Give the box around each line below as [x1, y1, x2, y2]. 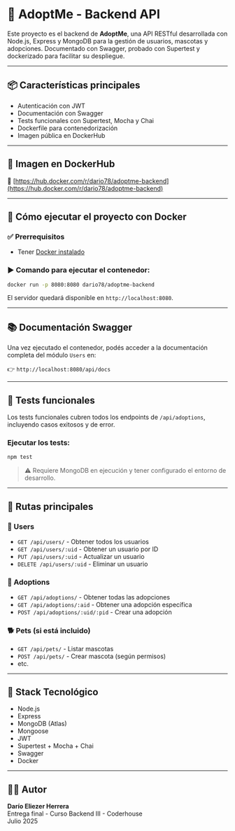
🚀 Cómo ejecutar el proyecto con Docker [7, 211, 187, 222]
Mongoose [17, 727, 49, 735]
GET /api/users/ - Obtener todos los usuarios [17, 537, 149, 546]
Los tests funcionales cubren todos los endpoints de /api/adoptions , [7, 413, 206, 422]
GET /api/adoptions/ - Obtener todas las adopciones [17, 593, 170, 602]
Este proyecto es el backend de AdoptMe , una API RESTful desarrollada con [7, 29, 228, 38]
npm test [7, 454, 33, 461]
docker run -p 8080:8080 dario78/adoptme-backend [7, 281, 155, 288]
